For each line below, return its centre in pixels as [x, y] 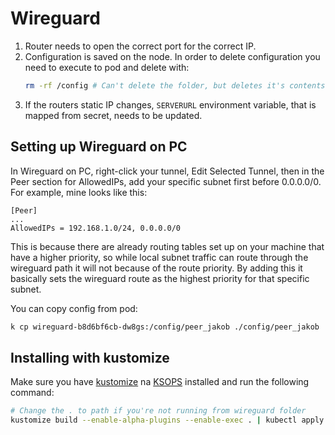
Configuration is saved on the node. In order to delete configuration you [172, 56]
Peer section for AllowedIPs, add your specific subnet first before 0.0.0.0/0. [166, 181]
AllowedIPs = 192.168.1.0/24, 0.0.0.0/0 [96, 228]
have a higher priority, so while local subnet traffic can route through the [159, 257]
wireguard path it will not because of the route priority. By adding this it [156, 268]
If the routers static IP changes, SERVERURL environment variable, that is [170, 104]
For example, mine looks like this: [79, 192]
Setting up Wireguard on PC [99, 147]
